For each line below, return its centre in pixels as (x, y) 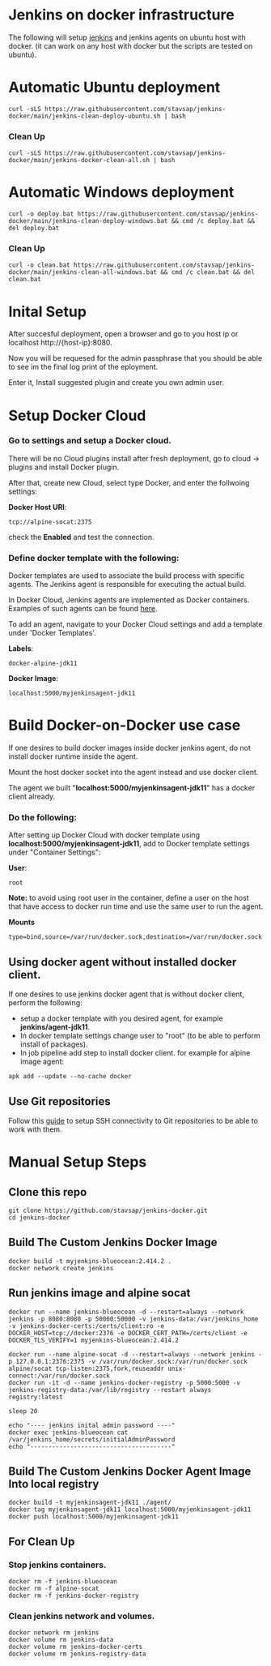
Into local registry (54, 1484)
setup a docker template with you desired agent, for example (122, 1018)
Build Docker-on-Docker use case (125, 725)
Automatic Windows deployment (121, 193)
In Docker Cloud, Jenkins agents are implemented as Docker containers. (129, 600)
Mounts (21, 923)
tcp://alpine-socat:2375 (50, 522)
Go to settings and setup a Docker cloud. (90, 441)
